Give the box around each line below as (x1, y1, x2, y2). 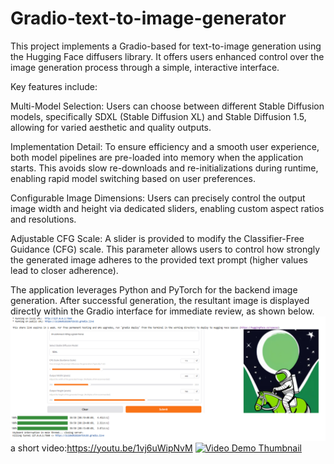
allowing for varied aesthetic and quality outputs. (10, 121, 212, 133)
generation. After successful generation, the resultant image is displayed (10, 294, 310, 306)
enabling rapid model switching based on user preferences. (10, 172, 256, 184)
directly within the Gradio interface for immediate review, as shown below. (10, 305, 315, 317)
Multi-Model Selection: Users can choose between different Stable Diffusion (10, 100, 325, 112)
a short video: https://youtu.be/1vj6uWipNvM (10, 442, 193, 454)
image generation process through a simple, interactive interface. (10, 61, 280, 73)
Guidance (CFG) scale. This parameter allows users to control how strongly (10, 243, 321, 255)
